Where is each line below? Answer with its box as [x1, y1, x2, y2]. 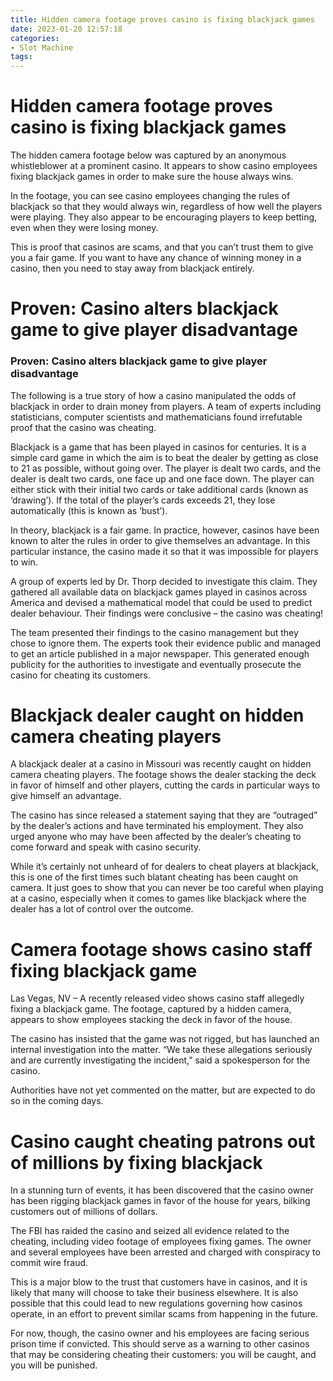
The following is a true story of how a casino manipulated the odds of [10, 389, 297, 401]
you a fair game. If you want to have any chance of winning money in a [10, 252, 302, 264]
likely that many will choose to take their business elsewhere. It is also [10, 1287, 299, 1299]
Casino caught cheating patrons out [10, 1130, 316, 1153]
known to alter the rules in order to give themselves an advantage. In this [10, 534, 311, 546]
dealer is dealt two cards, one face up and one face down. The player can [10, 472, 315, 485]
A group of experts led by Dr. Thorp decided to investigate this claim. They [10, 575, 318, 587]
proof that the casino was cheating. [10, 421, 157, 433]
